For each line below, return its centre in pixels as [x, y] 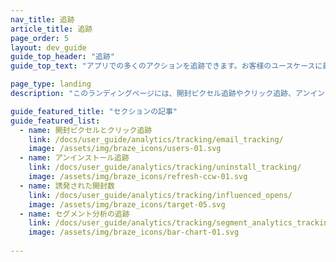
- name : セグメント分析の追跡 [74, 214]
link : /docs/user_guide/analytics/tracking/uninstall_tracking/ [165, 167]
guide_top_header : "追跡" [62, 57]
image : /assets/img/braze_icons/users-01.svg [125, 149]
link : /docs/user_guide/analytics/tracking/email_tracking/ [156, 139]
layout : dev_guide [48, 47]
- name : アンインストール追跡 [74, 158]
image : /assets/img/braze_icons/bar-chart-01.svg [134, 232]
